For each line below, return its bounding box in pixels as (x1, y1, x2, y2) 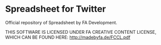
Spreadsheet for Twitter (5, 3, 106, 15)
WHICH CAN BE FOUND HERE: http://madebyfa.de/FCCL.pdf (5, 34, 131, 40)
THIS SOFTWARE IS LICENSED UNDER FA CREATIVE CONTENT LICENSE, (5, 29, 157, 35)
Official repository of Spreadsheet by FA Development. (5, 20, 118, 25)
